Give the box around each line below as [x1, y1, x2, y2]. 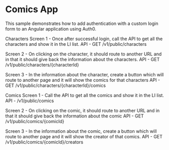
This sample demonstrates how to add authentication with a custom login [5, 20, 158, 26]
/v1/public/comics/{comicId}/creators [5, 139, 84, 145]
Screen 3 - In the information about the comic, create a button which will [5, 128, 157, 134]
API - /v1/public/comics [5, 98, 54, 104]
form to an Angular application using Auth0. [5, 25, 96, 32]
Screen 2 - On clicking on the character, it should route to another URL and [5, 51, 162, 57]
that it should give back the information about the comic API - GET [5, 113, 144, 119]
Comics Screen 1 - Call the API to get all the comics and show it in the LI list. [5, 92, 164, 98]
